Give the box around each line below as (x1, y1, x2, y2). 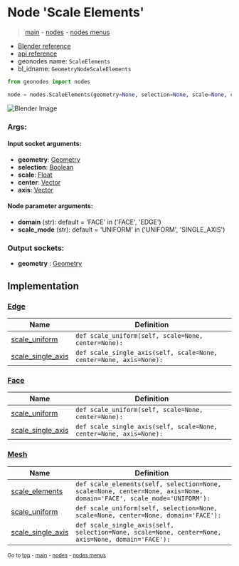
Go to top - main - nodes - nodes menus (7, 552, 107, 559)
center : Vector (17, 177, 61, 186)
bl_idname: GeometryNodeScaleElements (17, 64, 132, 73)
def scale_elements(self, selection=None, (75, 480, 222, 488)
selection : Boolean (17, 163, 74, 171)
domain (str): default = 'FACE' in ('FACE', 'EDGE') (17, 218, 161, 227)
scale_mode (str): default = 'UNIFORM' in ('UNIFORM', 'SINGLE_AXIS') (17, 225, 225, 234)
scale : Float (17, 170, 53, 179)
